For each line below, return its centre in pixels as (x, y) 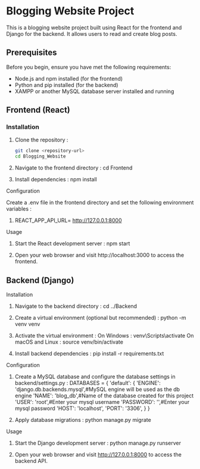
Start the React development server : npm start (72, 243)
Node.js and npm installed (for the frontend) (69, 78)
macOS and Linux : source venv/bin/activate (69, 342)
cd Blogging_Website (40, 156)
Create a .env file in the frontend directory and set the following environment (100, 203)
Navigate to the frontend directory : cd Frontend (74, 168)
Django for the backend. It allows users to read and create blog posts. (92, 33)
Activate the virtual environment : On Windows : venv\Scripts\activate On (104, 336)
